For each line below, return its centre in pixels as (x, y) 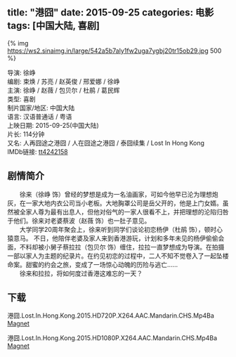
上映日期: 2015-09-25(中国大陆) (53, 125)
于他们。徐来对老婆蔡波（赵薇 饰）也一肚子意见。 (79, 221)
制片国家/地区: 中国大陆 (41, 108)
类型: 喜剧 (21, 99)
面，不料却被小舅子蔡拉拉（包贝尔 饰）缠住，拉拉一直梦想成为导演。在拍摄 (116, 247)
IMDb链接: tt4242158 (38, 151)
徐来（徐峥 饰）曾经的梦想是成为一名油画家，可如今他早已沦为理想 (116, 194)
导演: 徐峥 (21, 72)
